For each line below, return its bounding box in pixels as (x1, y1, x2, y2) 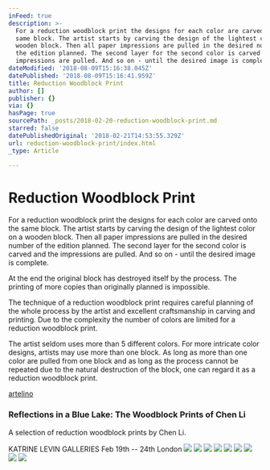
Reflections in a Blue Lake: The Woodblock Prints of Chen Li (8, 409, 247, 420)
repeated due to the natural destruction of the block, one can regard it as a (8, 364, 256, 375)
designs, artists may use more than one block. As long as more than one (8, 347, 247, 357)
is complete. (8, 258, 50, 268)
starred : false (8, 124, 59, 132)
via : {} (8, 102, 35, 110)
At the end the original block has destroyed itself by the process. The (8, 273, 237, 283)
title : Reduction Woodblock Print (8, 79, 125, 87)
